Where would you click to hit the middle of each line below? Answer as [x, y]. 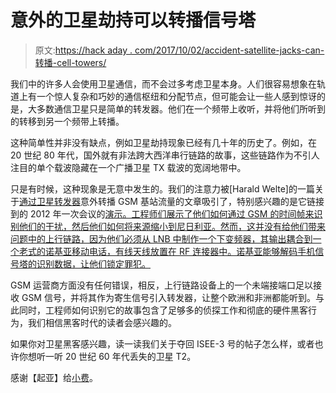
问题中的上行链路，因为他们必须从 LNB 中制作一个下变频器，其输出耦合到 [161, 238]
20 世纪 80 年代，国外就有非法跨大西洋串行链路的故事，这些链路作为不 [156, 155]
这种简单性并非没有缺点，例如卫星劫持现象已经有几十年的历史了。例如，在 [163, 142]
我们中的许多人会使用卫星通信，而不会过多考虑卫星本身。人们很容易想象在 [163, 83]
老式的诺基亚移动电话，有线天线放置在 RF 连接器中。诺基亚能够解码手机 [167, 251]
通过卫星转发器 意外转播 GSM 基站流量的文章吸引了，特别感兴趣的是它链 [167, 201]
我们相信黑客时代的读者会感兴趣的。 [102, 322]
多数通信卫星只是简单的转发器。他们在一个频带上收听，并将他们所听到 [181, 108]
